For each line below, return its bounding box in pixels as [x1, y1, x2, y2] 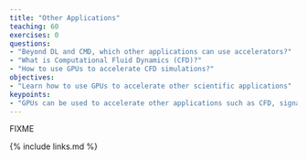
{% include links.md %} [9, 141, 99, 152]
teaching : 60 [9, 22, 59, 31]
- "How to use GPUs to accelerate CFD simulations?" [9, 65, 215, 74]
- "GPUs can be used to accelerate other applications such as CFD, [9, 98, 276, 108]
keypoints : [9, 90, 51, 99]
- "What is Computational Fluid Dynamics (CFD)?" [9, 56, 203, 65]
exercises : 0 [9, 30, 59, 39]
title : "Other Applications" [9, 13, 121, 23]
